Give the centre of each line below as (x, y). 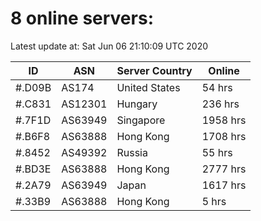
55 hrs (217, 152)
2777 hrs (224, 169)
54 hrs (217, 87)
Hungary (137, 104)
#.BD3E (33, 169)
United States (148, 87)
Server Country (154, 70)
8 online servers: (82, 18)
